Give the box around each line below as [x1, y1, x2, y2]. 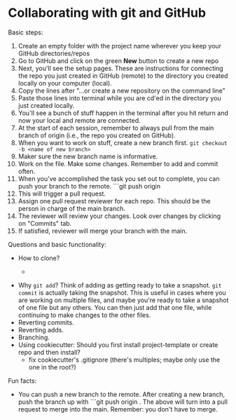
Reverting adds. [18, 325, 64, 334]
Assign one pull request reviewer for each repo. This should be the [18, 196, 211, 205]
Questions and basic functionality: [8, 240, 107, 248]
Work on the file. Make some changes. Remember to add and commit [18, 159, 218, 168]
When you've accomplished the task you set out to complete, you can [18, 174, 220, 183]
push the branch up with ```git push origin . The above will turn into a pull [18, 398, 228, 406]
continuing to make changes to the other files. [18, 311, 151, 319]
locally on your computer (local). [18, 79, 113, 87]
